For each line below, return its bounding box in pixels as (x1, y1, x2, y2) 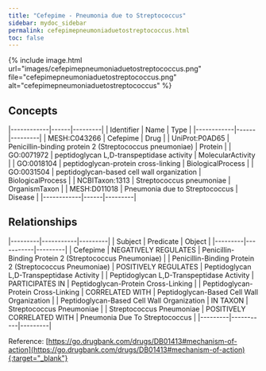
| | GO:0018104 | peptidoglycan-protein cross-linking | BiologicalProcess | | (8, 159, 254, 168)
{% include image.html (8, 56, 83, 65)
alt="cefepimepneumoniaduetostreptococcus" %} (8, 81, 172, 91)
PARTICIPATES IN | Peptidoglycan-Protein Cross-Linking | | (8, 279, 201, 288)
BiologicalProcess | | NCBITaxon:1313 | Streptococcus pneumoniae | (8, 176, 231, 185)
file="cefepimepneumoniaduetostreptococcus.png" (8, 72, 177, 82)
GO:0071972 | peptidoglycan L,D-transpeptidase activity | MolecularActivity (8, 150, 256, 160)
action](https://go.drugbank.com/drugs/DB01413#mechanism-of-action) (8, 345, 245, 354)
